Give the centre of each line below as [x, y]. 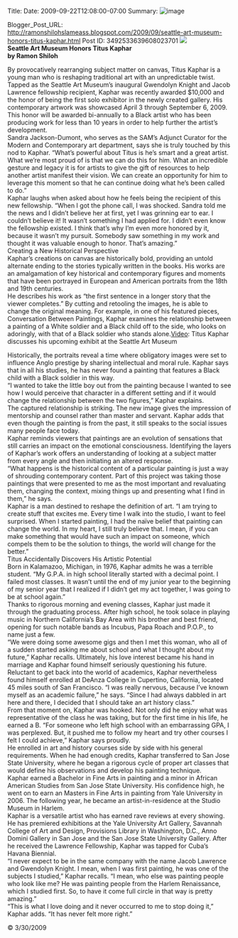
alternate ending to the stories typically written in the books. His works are [116, 266]
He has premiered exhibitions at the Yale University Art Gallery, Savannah [115, 823]
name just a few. [31, 635]
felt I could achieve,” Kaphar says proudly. [69, 740]
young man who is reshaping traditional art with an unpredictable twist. [111, 77]
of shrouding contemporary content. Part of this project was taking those [114, 476]
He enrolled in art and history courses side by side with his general [105, 748]
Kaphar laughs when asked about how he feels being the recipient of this [114, 198]
